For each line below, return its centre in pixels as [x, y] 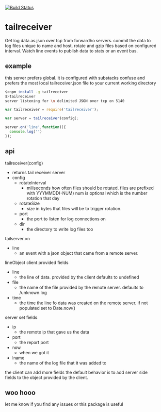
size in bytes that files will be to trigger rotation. [74, 208]
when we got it [34, 352]
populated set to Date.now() [47, 308]
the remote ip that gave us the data [54, 332]
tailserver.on [17, 238]
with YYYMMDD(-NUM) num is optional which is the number [87, 193]
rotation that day [43, 198]
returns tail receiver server [39, 172]
